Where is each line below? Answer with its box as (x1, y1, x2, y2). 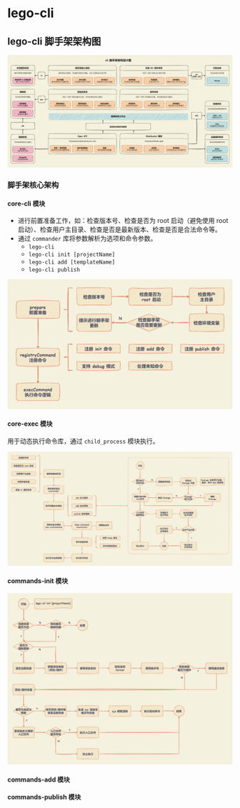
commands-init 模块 (7, 577, 69, 585)
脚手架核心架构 (7, 180, 59, 190)
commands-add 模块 (7, 775, 70, 784)
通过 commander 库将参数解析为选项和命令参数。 (17, 234, 157, 243)
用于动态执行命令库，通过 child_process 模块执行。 (7, 437, 159, 445)
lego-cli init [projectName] (28, 251, 116, 259)
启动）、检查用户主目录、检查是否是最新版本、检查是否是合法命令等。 (17, 225, 221, 234)
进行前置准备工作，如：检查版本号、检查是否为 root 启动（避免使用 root (17, 216, 229, 225)
